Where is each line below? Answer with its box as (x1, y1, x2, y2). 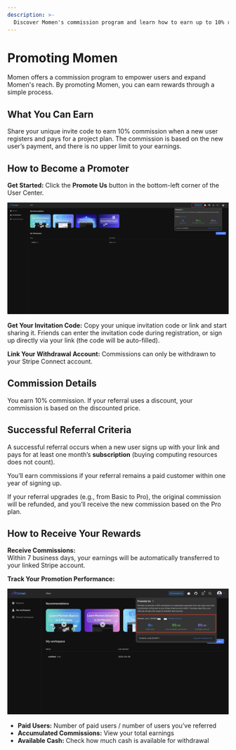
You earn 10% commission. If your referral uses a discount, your (7, 396, 193, 404)
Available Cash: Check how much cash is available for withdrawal (17, 736, 209, 744)
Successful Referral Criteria (7, 424, 132, 436)
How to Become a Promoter (7, 162, 130, 174)
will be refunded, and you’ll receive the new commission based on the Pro (7, 500, 221, 508)
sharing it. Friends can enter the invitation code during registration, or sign (7, 329, 223, 337)
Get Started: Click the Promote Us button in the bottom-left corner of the (7, 181, 220, 190)
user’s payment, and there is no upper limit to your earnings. (7, 142, 182, 150)
